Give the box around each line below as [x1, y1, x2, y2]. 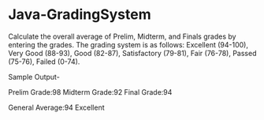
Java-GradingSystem [8, 6, 151, 24]
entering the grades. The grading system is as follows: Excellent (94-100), [8, 39, 248, 49]
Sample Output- [8, 72, 61, 81]
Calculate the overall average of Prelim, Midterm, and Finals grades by [8, 32, 236, 41]
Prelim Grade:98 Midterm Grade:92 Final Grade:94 [8, 87, 173, 96]
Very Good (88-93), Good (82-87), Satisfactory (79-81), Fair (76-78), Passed [8, 48, 257, 58]
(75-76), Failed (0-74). [8, 57, 80, 66]
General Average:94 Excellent [8, 103, 105, 112]
